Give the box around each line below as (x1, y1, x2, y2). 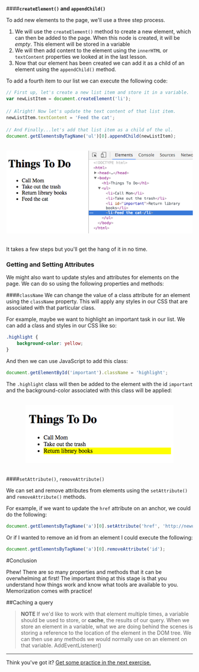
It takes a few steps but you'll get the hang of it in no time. (6, 246, 148, 253)
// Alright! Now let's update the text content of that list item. (6, 108, 176, 114)
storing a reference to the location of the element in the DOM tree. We (20, 629, 191, 636)
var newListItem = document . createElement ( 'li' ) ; (6, 95, 131, 101)
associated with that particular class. (6, 304, 96, 311)
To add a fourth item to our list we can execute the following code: (6, 77, 168, 84)
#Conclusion (6, 557, 37, 564)
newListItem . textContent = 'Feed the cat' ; (6, 114, 115, 120)
